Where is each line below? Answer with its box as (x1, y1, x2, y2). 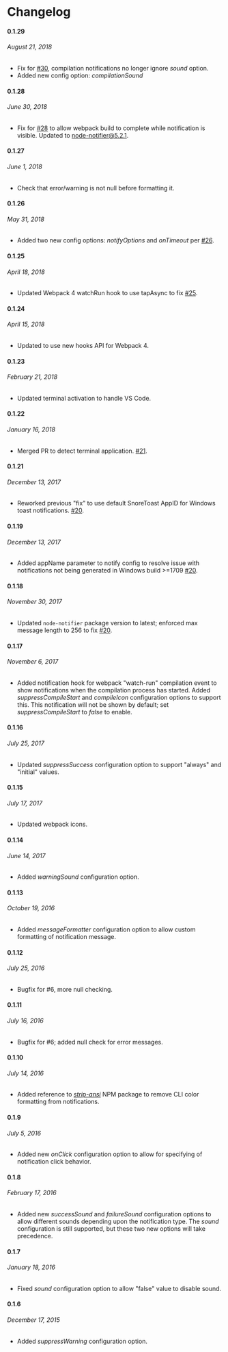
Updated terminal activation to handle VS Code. (16, 394, 152, 402)
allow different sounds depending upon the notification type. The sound (16, 1217, 220, 1225)
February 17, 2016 (7, 1189, 57, 1197)
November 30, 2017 (7, 597, 63, 606)
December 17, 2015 (7, 1316, 60, 1324)
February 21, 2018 (7, 373, 58, 381)
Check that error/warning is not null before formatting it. (16, 184, 175, 192)
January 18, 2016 (7, 1263, 56, 1271)
